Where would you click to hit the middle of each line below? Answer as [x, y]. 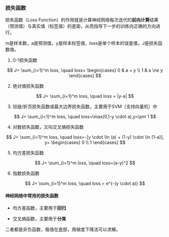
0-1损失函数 [25, 60]
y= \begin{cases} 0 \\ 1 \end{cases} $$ [85, 143]
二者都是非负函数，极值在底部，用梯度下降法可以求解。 [63, 229]
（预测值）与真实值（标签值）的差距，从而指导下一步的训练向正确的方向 [80, 26]
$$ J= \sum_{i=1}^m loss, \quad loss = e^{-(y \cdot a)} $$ [85, 184]
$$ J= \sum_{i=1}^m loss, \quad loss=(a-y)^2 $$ [85, 163]
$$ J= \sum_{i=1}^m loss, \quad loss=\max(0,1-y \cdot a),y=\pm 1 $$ [85, 116]
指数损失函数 [26, 173]
